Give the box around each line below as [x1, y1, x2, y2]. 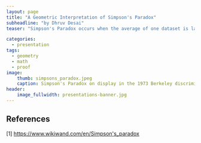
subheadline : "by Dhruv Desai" [6, 20, 84, 26]
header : [6, 86, 26, 93]
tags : [6, 47, 20, 54]
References [6, 114, 50, 124]
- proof [11, 64, 31, 70]
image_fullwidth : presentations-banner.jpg [17, 92, 127, 98]
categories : [6, 36, 36, 42]
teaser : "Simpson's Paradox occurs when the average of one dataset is [6, 25, 188, 32]
